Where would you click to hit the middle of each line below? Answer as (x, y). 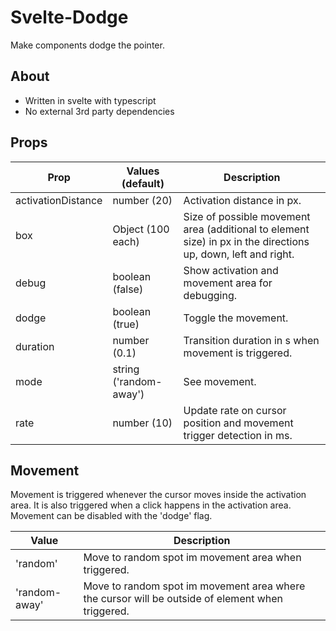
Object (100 (141, 229)
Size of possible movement (247, 216)
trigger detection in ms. (238, 435)
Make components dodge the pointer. (87, 45)
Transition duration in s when (251, 340)
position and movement (238, 423)
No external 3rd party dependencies (99, 111)
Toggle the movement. (236, 318)
